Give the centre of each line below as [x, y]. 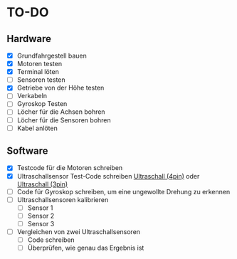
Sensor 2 [41, 216]
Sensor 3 [41, 223]
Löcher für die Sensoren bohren [64, 120]
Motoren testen [39, 64]
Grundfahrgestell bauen [52, 55]
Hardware [29, 39]
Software [27, 151]
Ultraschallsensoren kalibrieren [63, 199]
